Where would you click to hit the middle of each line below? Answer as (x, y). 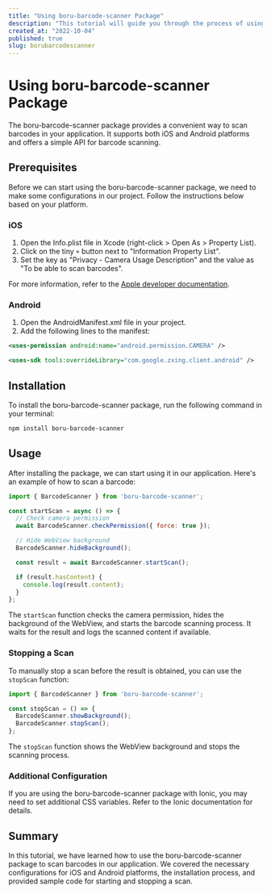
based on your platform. (48, 204)
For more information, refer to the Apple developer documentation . (119, 284)
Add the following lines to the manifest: (85, 331)
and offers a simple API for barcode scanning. (85, 143)
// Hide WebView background (63, 541)
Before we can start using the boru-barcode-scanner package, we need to (132, 187)
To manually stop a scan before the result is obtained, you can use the (125, 670)
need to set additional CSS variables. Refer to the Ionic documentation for (131, 802)
